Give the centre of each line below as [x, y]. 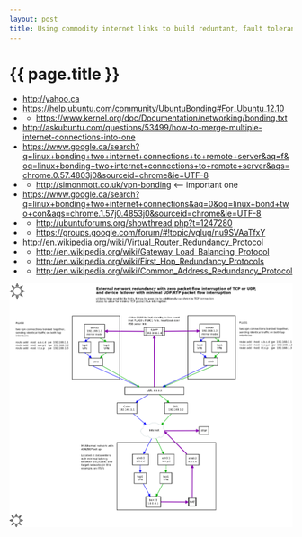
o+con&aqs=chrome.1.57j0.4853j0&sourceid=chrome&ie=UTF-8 [142, 214]
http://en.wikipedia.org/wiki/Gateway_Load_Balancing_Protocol [152, 252]
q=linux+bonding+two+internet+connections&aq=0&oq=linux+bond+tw [155, 204]
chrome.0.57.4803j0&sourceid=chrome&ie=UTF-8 [115, 175]
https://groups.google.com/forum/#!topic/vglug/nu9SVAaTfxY [151, 233]
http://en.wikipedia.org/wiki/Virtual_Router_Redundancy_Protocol [142, 242]
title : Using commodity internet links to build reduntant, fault [136, 28]
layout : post [34, 19]
